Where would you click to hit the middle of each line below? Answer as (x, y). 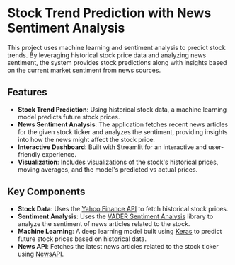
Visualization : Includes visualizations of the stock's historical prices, (118, 162)
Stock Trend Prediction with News (109, 13)
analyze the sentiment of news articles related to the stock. (104, 223)
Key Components (46, 192)
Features (27, 92)
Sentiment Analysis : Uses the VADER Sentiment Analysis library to (115, 216)
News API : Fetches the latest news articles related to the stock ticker (118, 246)
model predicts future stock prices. (69, 117)
